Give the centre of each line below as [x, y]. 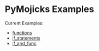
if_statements [26, 38]
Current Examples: [24, 23]
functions [22, 32]
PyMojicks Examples [49, 9]
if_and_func [24, 43]
